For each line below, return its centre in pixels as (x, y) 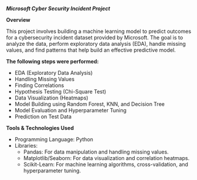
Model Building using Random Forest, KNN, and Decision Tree (89, 104)
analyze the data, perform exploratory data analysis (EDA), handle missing (96, 44)
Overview (18, 20)
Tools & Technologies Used (40, 128)
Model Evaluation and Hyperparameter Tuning (71, 110)
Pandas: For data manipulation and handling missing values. (96, 152)
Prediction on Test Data (43, 116)
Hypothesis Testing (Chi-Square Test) (60, 91)
